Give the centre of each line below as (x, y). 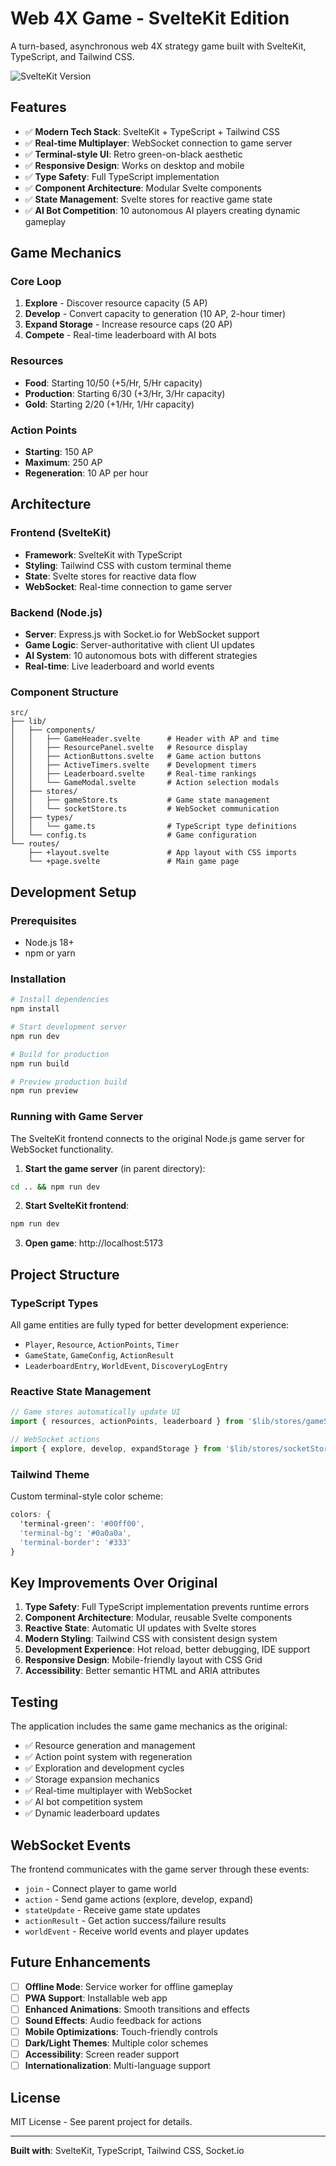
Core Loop (36, 282)
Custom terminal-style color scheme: (86, 1496)
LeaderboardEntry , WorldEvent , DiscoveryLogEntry (126, 1366)
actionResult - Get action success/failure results (125, 1920)
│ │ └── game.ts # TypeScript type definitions (154, 827)
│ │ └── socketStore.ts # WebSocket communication (145, 809)
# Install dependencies (60, 1000)
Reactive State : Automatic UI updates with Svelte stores (140, 1628)
